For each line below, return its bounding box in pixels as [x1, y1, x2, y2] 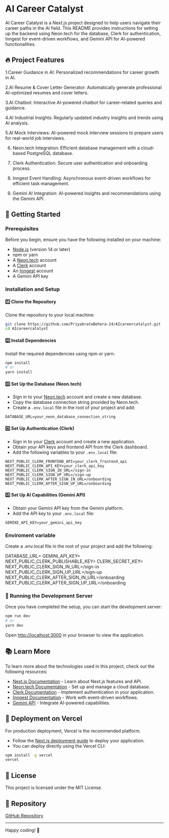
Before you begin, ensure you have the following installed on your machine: [5, 236, 161, 243]
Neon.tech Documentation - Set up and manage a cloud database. [12, 684, 150, 690]
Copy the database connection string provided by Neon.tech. [12, 399, 140, 405]
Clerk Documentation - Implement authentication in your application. [12, 689, 155, 695]
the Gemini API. [12, 195, 45, 202]
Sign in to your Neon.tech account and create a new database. [12, 394, 142, 400]
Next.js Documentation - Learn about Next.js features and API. [12, 678, 142, 684]
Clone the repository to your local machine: [5, 312, 95, 318]
